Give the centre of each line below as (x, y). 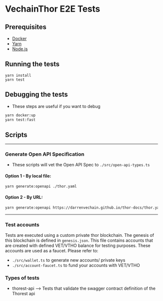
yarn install (18, 75)
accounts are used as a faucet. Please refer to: (52, 250)
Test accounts (22, 225)
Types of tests (22, 278)
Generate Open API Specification (45, 154)
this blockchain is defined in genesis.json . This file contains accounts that (79, 240)
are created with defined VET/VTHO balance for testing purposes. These (78, 245)
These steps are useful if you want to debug (56, 106)
